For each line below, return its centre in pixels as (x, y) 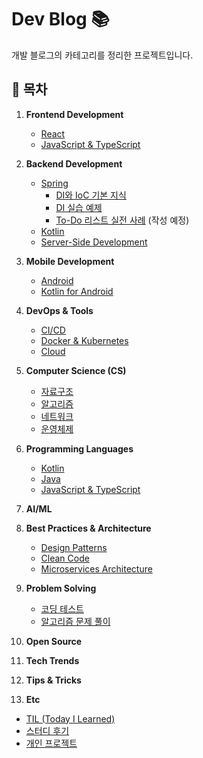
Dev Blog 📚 (60, 19)
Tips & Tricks (53, 680)
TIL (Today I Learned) (70, 718)
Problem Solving (61, 588)
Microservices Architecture (96, 568)
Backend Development (74, 163)
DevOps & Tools (59, 310)
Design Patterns (74, 547)
